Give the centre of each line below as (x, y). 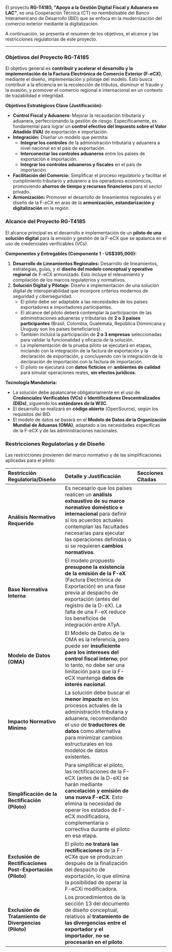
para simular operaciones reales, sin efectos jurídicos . (78, 372)
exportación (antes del (92, 599)
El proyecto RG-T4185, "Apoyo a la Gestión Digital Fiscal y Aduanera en (82, 7)
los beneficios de (85, 618)
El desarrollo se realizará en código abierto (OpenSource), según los (85, 409)
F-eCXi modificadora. (91, 888)
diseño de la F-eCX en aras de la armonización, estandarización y (83, 203)
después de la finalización (96, 863)
